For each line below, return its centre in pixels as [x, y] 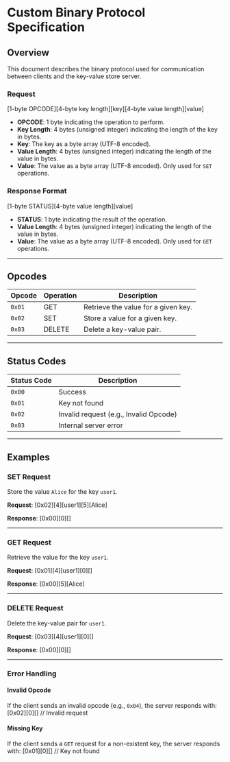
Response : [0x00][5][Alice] [46, 584]
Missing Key [25, 728]
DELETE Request [35, 608]
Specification [46, 27]
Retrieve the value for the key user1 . [58, 558]
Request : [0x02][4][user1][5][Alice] [57, 505]
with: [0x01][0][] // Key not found [54, 751]
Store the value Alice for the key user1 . [62, 491]
